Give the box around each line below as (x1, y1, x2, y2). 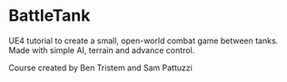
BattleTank (8, 5, 91, 26)
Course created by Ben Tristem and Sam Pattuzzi (8, 62, 193, 73)
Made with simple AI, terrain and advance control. (8, 44, 195, 55)
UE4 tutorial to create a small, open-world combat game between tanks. (8, 35, 279, 46)
